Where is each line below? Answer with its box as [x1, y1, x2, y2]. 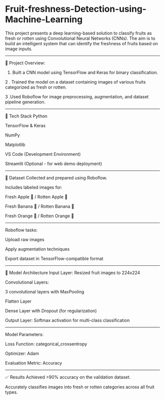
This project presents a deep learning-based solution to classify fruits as [5, 30, 152, 36]
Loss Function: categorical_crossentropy [5, 341, 87, 347]
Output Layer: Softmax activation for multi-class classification [5, 317, 130, 323]
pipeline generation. [5, 99, 46, 105]
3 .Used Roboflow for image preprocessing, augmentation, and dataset [5, 93, 149, 99]
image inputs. [5, 46, 33, 52]
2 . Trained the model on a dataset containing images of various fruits [5, 79, 146, 85]
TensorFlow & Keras [5, 122, 46, 128]
